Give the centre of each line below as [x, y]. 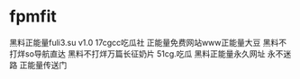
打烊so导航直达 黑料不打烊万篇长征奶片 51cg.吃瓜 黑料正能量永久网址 [137, 53]
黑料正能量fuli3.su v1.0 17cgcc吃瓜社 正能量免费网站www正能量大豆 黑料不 [148, 42]
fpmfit [33, 17]
